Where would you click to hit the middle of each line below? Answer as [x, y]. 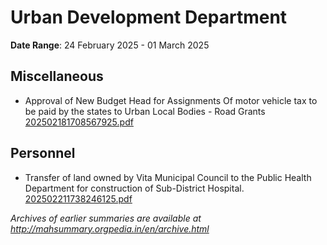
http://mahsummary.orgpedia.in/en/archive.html [110, 228]
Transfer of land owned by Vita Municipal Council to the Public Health [168, 177]
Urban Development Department [149, 17]
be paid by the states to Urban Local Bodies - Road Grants [145, 111]
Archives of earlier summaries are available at [106, 218]
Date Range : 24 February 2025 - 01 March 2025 [110, 45]
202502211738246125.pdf [78, 198]
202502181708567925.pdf [79, 122]
